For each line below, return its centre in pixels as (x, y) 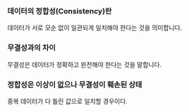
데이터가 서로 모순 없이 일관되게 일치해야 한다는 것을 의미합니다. (95, 28)
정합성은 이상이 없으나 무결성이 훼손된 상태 (75, 85)
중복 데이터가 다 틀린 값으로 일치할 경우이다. (68, 101)
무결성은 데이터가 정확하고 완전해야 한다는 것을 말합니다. (85, 64)
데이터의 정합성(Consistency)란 (60, 11)
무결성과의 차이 (32, 48)
